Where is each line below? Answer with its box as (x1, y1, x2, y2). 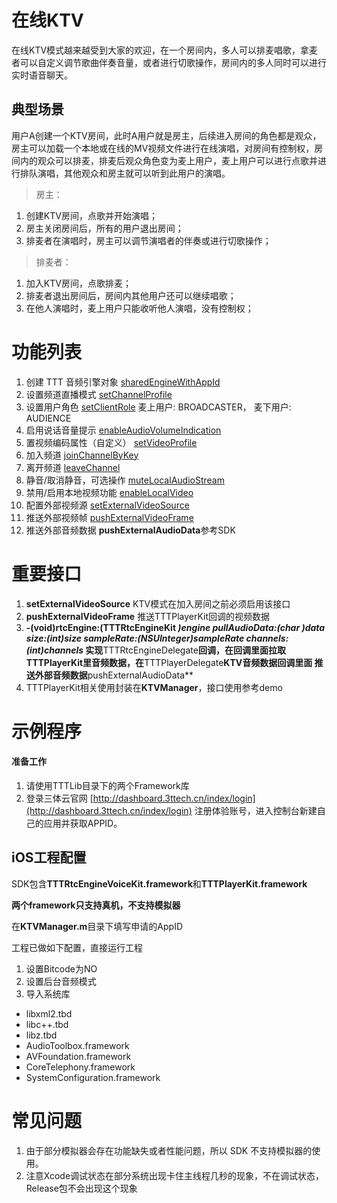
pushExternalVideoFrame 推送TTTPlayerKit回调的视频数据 (25, 610, 271, 622)
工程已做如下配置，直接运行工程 (11, 941, 143, 953)
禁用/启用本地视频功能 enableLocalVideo (25, 486, 194, 498)
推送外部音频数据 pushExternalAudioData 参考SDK (25, 524, 236, 536)
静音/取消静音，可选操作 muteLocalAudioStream (25, 474, 225, 486)
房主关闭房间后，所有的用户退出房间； (25, 222, 184, 234)
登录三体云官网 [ (25, 792, 94, 805)
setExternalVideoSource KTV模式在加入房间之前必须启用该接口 (25, 597, 291, 610)
